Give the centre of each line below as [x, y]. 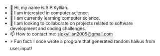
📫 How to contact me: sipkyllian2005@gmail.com [61, 34]
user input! [21, 48]
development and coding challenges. [48, 28]
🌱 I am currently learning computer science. [55, 18]
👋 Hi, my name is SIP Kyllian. [39, 8]
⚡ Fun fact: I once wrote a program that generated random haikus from [82, 41]
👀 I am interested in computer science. [49, 13]
